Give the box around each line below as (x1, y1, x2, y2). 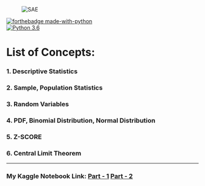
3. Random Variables (6, 99, 69, 108)
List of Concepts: (6, 46, 96, 59)
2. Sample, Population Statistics (6, 84, 103, 92)
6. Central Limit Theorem (6, 149, 81, 157)
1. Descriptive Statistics (6, 67, 78, 76)
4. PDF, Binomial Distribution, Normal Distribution (6, 116, 156, 124)
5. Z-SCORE (6, 132, 42, 141)
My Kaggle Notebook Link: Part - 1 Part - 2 (6, 172, 133, 181)
